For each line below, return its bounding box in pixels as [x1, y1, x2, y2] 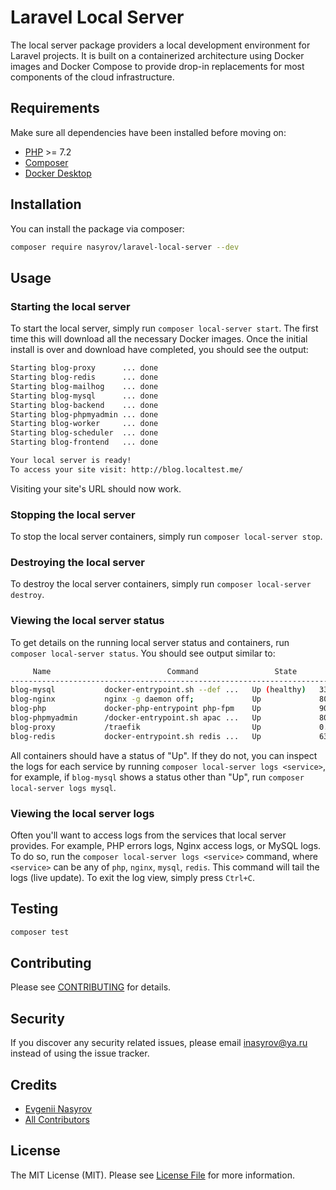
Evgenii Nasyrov [24, 1103, 93, 1115]
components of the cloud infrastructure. [10, 71, 175, 83]
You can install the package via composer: [10, 222, 185, 235]
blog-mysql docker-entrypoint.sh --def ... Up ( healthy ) [10, 685, 307, 695]
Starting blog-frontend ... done [10, 437, 159, 448]
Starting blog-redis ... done [10, 372, 159, 382]
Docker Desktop [24, 167, 92, 179]
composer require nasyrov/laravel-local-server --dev [10, 242, 240, 252]
